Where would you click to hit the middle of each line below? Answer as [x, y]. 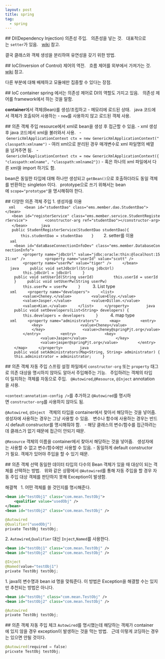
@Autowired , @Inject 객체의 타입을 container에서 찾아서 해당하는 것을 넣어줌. [81, 412]
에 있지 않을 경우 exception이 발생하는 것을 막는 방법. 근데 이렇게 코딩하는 [77, 631]
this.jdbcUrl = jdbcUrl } [54, 273]
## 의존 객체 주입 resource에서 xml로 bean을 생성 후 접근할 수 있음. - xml [77, 127]
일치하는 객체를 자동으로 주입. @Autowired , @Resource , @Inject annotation [82, 379]
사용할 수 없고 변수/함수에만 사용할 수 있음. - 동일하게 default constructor [82, 448]
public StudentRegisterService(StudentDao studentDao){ [70, 230]
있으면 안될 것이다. [28, 638]
